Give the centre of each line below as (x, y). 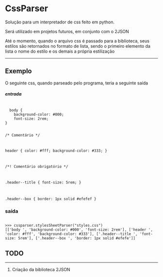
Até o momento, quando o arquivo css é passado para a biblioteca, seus (77, 41)
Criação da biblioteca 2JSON (41, 269)
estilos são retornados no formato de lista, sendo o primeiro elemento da (78, 46)
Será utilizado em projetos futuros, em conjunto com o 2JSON (67, 31)
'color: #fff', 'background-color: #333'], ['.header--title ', (71, 234)
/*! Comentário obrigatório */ (37, 167)
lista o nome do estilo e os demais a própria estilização (60, 51)
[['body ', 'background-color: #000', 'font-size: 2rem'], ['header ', (79, 230)
